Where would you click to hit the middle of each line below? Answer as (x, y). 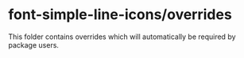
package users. (34, 44)
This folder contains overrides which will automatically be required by (122, 37)
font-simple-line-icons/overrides (120, 15)
